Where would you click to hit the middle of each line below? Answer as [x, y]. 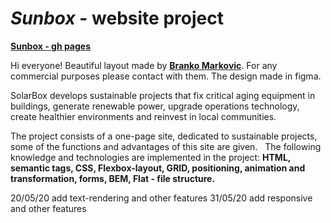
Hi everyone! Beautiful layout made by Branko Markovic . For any [144, 65]
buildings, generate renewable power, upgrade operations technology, [155, 106]
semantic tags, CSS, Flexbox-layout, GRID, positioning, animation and [158, 168]
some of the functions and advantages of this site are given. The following [166, 146]
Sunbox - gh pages [51, 46]
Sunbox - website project [117, 18]
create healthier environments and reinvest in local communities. [143, 116]
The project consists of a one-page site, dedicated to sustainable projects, [164, 136]
